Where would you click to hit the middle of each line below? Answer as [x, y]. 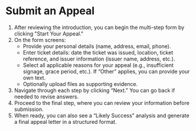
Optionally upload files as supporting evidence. [80, 84]
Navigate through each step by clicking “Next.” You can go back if [94, 90]
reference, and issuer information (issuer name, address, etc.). [99, 59]
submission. [29, 109]
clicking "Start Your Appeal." [49, 33]
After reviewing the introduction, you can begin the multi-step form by [99, 27]
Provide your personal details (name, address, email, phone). [97, 46]
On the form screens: [40, 40]
